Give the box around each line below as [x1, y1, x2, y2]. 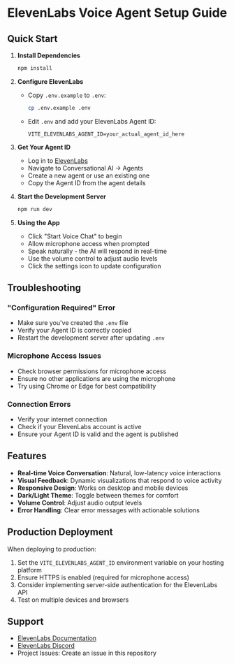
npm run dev [17, 205, 52, 212]
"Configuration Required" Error [7, 303, 116, 312]
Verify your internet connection [17, 414, 108, 424]
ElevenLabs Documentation [17, 634, 96, 642]
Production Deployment [7, 526, 113, 538]
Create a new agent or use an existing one [27, 171, 150, 180]
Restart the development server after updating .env [17, 333, 166, 342]
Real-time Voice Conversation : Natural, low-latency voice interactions [17, 468, 221, 477]
